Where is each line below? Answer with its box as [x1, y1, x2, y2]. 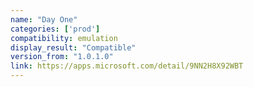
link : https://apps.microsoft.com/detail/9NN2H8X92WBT [10, 61, 244, 71]
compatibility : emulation [10, 33, 118, 43]
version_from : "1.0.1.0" [10, 52, 114, 62]
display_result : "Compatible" [10, 42, 137, 53]
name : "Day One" [10, 14, 78, 25]
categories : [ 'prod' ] [10, 24, 101, 34]
